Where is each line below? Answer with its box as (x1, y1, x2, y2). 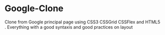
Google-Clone (4, 3, 64, 14)
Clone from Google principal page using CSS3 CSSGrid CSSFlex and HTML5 (4, 19, 161, 25)
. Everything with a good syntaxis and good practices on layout (4, 24, 133, 30)
